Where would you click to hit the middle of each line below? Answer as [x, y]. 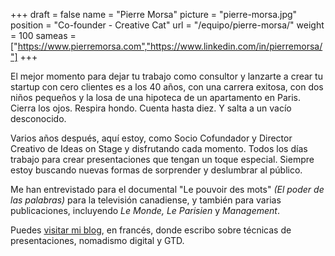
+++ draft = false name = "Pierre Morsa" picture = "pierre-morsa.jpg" [154, 14]
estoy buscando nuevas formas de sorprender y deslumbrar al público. [156, 170]
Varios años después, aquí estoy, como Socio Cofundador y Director [151, 138]
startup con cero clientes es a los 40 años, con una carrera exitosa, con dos [167, 87]
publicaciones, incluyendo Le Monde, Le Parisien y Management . [145, 210]
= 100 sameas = [43, 35]
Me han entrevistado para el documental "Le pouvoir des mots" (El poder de [167, 189]
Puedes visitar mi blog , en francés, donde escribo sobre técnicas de [151, 230]
